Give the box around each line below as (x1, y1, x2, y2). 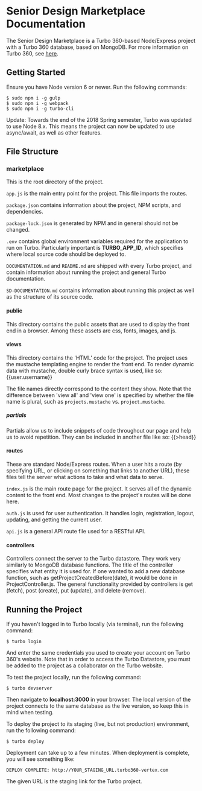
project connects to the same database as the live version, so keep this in (6, 702, 189, 710)
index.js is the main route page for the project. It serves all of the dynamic (6, 485, 192, 492)
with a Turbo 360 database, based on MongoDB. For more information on (6, 43, 189, 51)
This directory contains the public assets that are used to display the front (6, 320, 190, 328)
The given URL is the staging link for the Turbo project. (6, 778, 142, 785)
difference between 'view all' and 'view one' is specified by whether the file (6, 391, 194, 399)
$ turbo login (6, 638, 42, 645)
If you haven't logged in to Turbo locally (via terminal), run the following (6, 620, 184, 628)
